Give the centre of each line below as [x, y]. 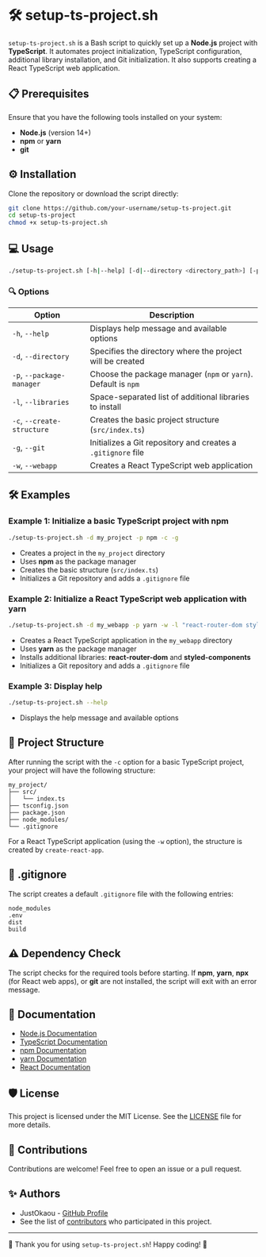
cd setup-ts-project [42, 215]
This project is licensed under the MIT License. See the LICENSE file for [125, 1116]
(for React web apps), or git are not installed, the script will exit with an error [133, 981]
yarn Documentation [53, 1059]
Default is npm [115, 384]
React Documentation [55, 1067]
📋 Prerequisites [49, 94]
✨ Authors [34, 1194]
